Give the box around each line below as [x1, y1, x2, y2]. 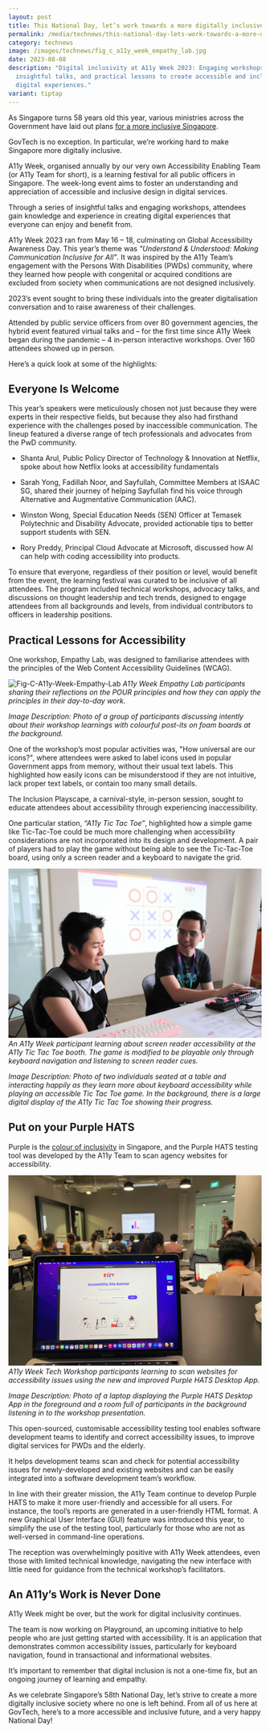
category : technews [8, 39, 74, 47]
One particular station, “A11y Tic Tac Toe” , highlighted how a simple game [8, 819, 252, 828]
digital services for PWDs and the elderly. [8, 1441, 146, 1450]
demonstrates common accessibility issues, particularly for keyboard [8, 1642, 237, 1652]
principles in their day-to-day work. [8, 696, 126, 706]
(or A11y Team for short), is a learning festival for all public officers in [8, 169, 235, 179]
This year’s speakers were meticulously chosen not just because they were [8, 404, 257, 413]
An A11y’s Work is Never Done [8, 1588, 162, 1601]
